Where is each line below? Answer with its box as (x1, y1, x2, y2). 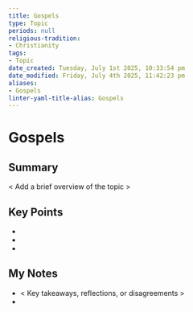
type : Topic (8, 19, 48, 27)
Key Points (8, 205, 64, 219)
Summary (8, 160, 59, 174)
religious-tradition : (8, 34, 81, 43)
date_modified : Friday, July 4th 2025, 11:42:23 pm (8, 72, 185, 80)
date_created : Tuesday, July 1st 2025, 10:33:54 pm (8, 64, 185, 72)
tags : (8, 49, 27, 57)
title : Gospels (8, 11, 60, 20)
